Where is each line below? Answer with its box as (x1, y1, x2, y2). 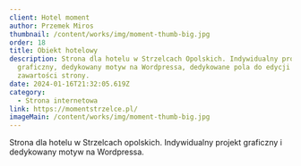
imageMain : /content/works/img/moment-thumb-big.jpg (9, 112, 211, 121)
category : (9, 87, 47, 96)
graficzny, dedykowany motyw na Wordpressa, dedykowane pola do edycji (17, 63, 291, 72)
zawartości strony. (17, 71, 90, 80)
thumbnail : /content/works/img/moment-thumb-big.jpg (9, 29, 211, 38)
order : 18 (9, 37, 47, 47)
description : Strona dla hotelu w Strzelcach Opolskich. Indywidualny (9, 54, 279, 63)
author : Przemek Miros (9, 21, 94, 30)
